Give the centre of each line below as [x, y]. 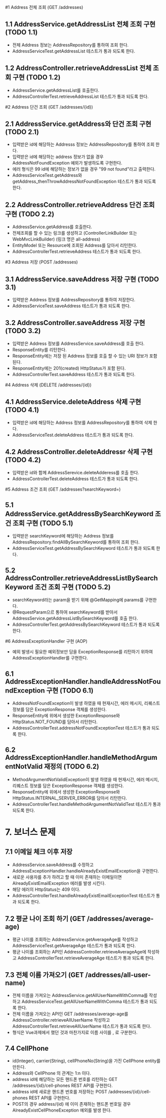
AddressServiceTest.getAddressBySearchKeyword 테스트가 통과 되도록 [83, 548]
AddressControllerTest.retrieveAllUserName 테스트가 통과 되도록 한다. [82, 1026]
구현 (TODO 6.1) [70, 690]
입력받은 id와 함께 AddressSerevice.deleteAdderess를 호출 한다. [76, 472]
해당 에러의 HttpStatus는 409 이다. [46, 889]
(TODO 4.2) [23, 460]
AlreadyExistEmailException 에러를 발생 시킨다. [59, 883]
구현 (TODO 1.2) [37, 77]
